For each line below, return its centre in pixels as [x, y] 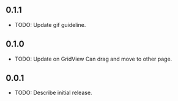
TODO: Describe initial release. [53, 93]
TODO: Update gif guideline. [50, 24]
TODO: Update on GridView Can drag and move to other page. [93, 59]
